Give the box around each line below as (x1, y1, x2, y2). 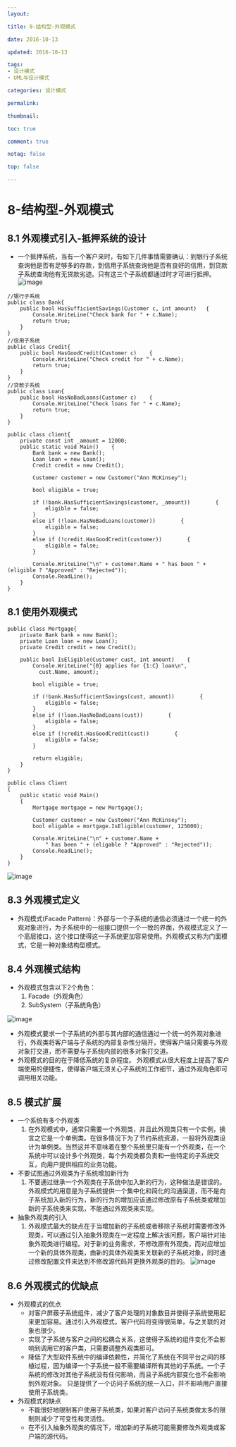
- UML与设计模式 (7, 75, 50, 82)
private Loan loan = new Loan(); (20, 637, 118, 645)
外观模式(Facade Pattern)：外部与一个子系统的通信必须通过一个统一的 (17, 914, 221, 923)
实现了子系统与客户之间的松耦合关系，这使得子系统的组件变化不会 (27, 1335, 220, 1343)
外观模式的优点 (17, 1300, 61, 1308)
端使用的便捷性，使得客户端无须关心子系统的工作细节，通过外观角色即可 (17, 1065, 228, 1073)
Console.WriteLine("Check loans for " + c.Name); (32, 400, 181, 407)
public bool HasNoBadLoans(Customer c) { (20, 394, 153, 401)
